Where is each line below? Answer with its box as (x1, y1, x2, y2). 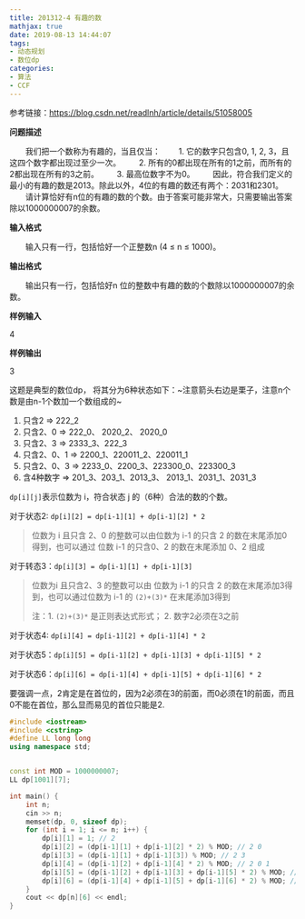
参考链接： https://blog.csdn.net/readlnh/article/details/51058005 (9, 106, 252, 118)
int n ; (25, 800, 51, 809)
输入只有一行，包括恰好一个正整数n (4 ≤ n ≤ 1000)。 (25, 241, 221, 252)
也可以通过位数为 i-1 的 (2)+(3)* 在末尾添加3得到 (47, 591, 231, 602)
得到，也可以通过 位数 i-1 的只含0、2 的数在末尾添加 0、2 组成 (31, 541, 265, 552)
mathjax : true (9, 22, 64, 31)
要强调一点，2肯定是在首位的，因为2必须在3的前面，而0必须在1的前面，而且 (9, 687, 295, 698)
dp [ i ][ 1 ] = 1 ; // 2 (42, 834, 116, 844)
